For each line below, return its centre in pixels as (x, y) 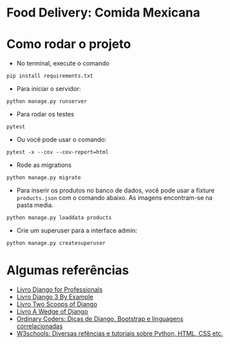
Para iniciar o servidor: (49, 89)
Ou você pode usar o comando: (61, 140)
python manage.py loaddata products (59, 218)
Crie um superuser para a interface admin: (77, 231)
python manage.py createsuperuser (56, 243)
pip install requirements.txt (50, 76)
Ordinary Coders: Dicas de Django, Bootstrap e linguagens (100, 319)
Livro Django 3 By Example (55, 297)
